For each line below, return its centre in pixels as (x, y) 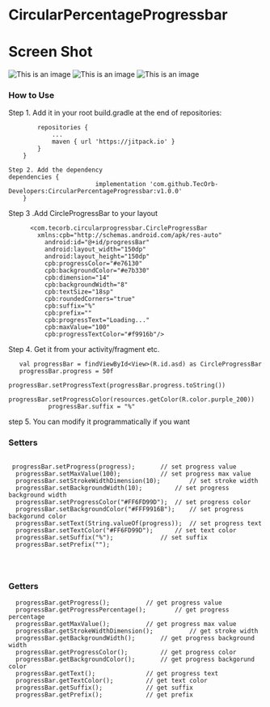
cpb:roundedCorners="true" (90, 299)
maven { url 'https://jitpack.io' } (113, 142)
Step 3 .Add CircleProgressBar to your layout (83, 214)
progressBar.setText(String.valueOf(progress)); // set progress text (139, 523)
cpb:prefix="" (68, 313)
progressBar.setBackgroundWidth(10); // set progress (122, 488)
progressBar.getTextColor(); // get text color (112, 681)
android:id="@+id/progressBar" (97, 243)
